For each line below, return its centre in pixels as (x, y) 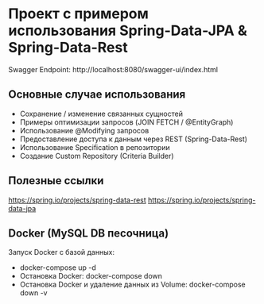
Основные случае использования (97, 95)
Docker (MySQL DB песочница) (89, 233)
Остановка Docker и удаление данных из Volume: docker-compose (132, 285)
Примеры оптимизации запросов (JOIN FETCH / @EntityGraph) (126, 122)
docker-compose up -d (58, 267)
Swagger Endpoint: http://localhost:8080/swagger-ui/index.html (113, 69)
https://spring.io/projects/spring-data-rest (78, 200)
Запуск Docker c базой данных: (62, 252)
